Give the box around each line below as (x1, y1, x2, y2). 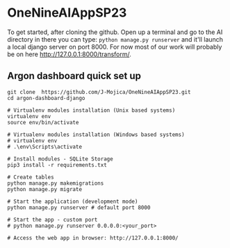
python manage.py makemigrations (7, 179, 104, 187)
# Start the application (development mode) (7, 198, 138, 205)
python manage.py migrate (7, 185, 82, 192)
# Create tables (7, 174, 54, 181)
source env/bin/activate (7, 119, 79, 126)
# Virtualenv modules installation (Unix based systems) (7, 106, 176, 114)
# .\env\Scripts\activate (7, 143, 82, 150)
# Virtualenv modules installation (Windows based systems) (7, 131, 186, 138)
